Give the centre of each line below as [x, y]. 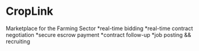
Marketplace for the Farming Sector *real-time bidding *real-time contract [99, 28]
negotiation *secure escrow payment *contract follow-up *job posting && [99, 34]
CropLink [29, 11]
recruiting [18, 41]
